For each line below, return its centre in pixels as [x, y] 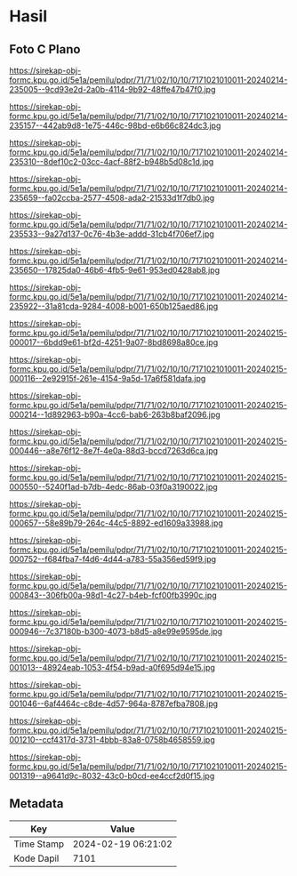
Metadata [36, 804]
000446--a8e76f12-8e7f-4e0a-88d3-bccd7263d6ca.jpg [114, 450]
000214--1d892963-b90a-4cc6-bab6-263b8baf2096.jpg [115, 414]
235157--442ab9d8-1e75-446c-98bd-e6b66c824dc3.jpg [115, 125]
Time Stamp [39, 844]
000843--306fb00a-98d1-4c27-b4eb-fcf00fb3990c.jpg [113, 595]
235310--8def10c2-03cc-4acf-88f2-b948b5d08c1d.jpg [112, 161]
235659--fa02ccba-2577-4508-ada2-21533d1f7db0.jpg [112, 198]
